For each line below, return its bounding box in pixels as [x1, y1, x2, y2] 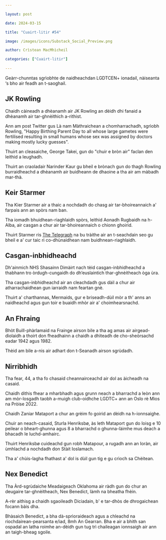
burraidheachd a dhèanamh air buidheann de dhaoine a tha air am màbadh [5, 169, 159, 175]
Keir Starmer [5, 188, 46, 197]
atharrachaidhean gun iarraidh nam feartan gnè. [5, 285, 104, 291]
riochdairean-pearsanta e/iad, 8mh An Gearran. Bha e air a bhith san [5, 518, 146, 524]
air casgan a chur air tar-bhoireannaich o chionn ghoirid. [16, 222, 133, 228]
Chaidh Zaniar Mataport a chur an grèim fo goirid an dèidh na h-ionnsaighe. [5, 410, 161, 416]
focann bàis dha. [5, 503, 40, 509]
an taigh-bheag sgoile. [5, 529, 52, 535]
